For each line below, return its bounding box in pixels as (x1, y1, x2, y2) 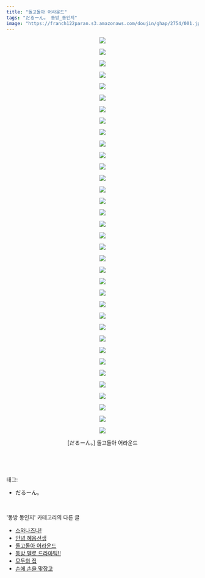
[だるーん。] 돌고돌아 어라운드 (67, 439, 138, 446)
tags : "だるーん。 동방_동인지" (6, 15, 77, 21)
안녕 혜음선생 (15, 535, 47, 542)
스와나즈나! (15, 527, 42, 534)
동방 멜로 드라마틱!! (15, 550, 61, 557)
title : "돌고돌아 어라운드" (6, 9, 68, 15)
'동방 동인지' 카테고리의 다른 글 (6, 514, 80, 521)
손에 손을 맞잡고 (15, 565, 53, 572)
